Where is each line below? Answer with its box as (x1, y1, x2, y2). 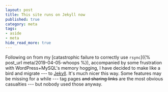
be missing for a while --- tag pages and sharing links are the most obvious (5, 75, 163, 81)
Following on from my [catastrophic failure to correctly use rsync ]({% (5, 54, 151, 60)
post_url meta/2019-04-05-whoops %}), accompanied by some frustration (5, 59, 162, 66)
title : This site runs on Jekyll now (5, 12, 86, 17)
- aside (5, 31, 22, 36)
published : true (5, 17, 40, 22)
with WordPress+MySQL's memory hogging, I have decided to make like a (5, 65, 160, 71)
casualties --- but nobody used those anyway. (5, 81, 103, 87)
